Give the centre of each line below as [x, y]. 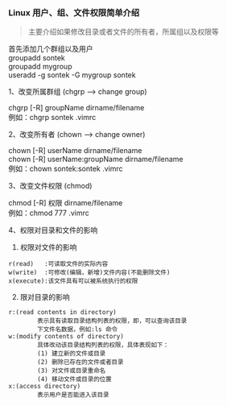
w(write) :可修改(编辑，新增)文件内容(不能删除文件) [89, 273]
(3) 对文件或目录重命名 [72, 371]
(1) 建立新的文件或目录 [72, 354]
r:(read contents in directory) [62, 313]
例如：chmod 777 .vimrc [49, 213]
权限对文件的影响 [48, 247]
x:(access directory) [45, 387]
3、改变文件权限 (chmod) [50, 186]
